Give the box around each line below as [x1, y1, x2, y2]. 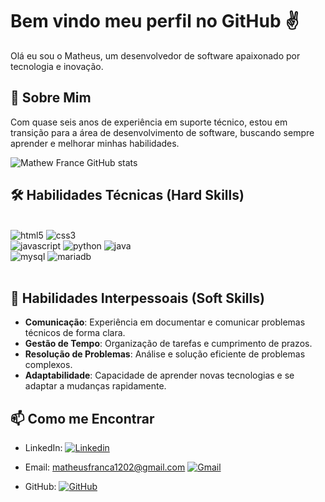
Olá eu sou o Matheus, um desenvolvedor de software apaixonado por [10, 49, 301, 62]
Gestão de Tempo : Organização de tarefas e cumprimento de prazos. [24, 338, 313, 350]
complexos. [24, 359, 73, 371]
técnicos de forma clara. [24, 327, 126, 339]
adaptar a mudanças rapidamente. [24, 380, 167, 392]
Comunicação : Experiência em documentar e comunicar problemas [24, 316, 306, 328]
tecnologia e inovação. [10, 60, 104, 72]
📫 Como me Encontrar [10, 410, 155, 427]
